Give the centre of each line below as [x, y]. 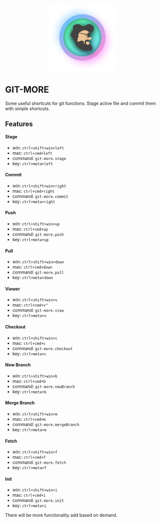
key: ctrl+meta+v [29, 316]
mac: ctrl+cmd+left [32, 153]
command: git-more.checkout [42, 348]
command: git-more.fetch [39, 462]
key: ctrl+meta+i [29, 506]
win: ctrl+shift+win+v [35, 300]
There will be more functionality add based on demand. [61, 515]
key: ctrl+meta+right [34, 201]
